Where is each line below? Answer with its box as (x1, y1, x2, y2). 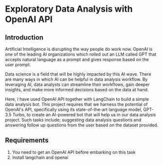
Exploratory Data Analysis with (5, 3, 133, 15)
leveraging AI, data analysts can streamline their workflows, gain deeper (5, 82, 150, 87)
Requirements (5, 136, 49, 144)
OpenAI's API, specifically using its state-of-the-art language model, (5, 106, 143, 112)
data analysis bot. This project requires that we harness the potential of (5, 102, 148, 107)
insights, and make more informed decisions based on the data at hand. (5, 87, 149, 92)
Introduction (5, 33, 44, 41)
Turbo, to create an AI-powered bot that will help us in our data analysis (12, 112, 156, 118)
